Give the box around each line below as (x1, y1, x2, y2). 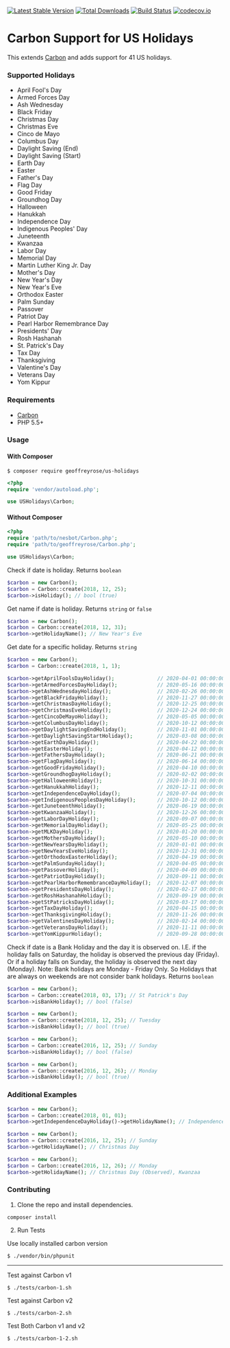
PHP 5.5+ (16, 418, 44, 426)
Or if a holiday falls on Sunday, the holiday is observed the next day (7, 957, 197, 965)
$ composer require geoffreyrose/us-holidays (7, 467, 139, 474)
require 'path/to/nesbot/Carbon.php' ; (7, 535, 118, 542)
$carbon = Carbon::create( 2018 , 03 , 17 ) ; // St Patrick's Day (7, 991, 188, 999)
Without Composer (7, 513, 63, 521)
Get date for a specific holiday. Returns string (7, 643, 138, 651)
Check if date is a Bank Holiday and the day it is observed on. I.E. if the (7, 943, 207, 951)
